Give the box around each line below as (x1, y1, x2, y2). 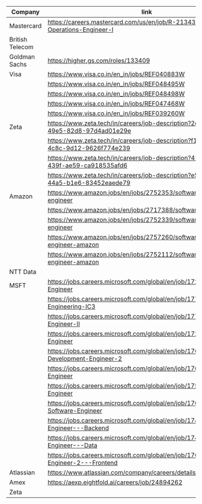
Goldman (9, 53, 35, 61)
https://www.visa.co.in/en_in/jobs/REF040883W (47, 70, 185, 78)
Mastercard (9, 22, 42, 30)
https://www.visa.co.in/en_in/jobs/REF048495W (47, 80, 185, 88)
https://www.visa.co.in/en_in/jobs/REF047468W (47, 100, 185, 107)
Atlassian (9, 468, 35, 476)
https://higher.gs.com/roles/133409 (47, 57, 150, 65)
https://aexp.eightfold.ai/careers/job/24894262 (47, 478, 183, 486)
